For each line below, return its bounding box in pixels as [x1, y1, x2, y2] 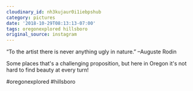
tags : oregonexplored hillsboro [6, 25, 88, 32]
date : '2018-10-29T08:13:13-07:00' [6, 20, 96, 26]
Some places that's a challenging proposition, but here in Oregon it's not [6, 60, 187, 67]
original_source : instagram [6, 32, 77, 38]
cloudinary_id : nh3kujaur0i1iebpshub [6, 8, 102, 15]
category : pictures [6, 15, 56, 21]
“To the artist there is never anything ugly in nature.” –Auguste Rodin [6, 48, 177, 55]
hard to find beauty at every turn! [6, 66, 89, 73]
